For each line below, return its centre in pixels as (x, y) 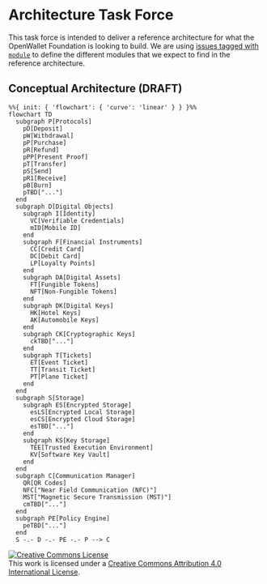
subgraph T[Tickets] (57, 355)
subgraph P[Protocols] (54, 121)
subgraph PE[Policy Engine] (63, 518)
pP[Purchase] (45, 143)
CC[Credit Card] (57, 249)
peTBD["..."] (45, 525)
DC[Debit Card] (55, 256)
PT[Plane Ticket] (59, 377)
